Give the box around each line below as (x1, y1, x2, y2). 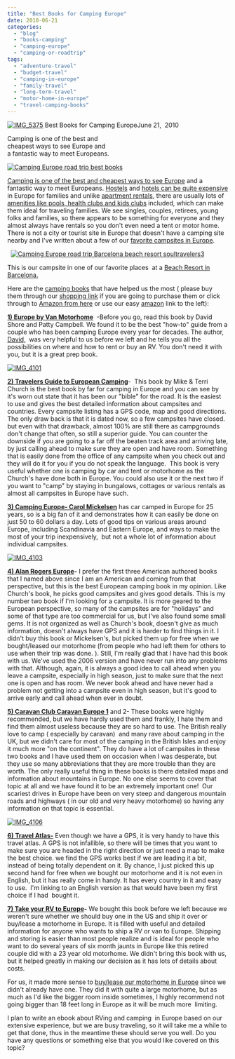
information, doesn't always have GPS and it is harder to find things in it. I (7, 626, 220, 635)
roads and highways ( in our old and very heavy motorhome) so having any (7, 797, 224, 805)
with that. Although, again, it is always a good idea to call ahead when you (7, 663, 222, 672)
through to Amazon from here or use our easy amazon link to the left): (7, 299, 209, 307)
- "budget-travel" (13, 69, 68, 76)
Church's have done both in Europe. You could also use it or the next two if (7, 474, 224, 483)
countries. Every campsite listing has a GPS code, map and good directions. (7, 407, 227, 415)
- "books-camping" (13, 36, 68, 43)
